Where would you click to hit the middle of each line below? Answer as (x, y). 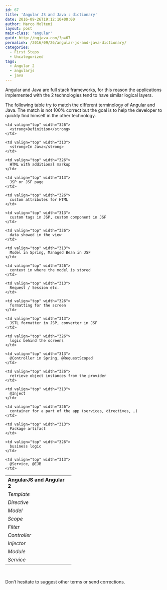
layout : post (19, 29)
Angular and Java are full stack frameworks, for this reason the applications (83, 90)
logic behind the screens (37, 340)
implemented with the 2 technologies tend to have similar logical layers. (79, 95)
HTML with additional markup (40, 164)
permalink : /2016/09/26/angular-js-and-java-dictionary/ (66, 43)
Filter (14, 527)
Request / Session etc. (34, 287)
